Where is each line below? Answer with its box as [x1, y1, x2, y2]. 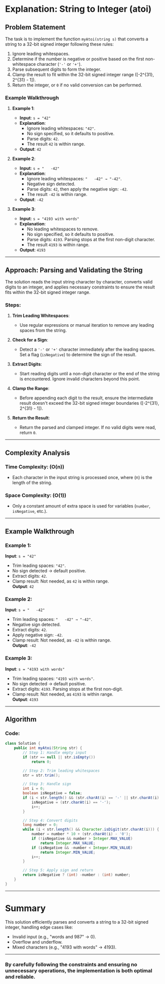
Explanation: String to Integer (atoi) [5, 3, 152, 15]
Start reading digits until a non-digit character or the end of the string [19, 371, 160, 377]
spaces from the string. [19, 328, 67, 334]
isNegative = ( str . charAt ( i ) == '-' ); [31, 800, 111, 805]
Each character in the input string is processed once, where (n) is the [12, 475, 152, 480]
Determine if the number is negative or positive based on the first [12, 56, 144, 62]
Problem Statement [5, 23, 66, 31]
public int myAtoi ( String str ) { [14, 746, 82, 751]
